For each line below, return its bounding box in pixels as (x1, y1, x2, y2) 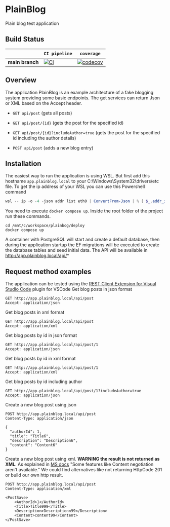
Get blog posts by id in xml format (5, 356, 76, 362)
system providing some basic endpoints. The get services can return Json (5, 95, 160, 101)
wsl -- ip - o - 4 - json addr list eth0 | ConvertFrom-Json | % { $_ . (5, 199, 153, 204)
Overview (5, 76, 37, 85)
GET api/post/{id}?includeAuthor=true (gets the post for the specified (12, 129, 160, 135)
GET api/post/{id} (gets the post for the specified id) (12, 120, 124, 126)
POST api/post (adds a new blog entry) (12, 144, 94, 150)
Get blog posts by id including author (5, 379, 82, 385)
